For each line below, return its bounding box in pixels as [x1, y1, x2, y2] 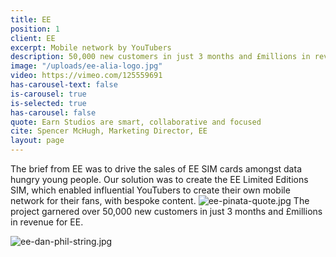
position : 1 [10, 24, 60, 34]
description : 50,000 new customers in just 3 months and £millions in [10, 52, 311, 62]
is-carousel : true [10, 89, 87, 99]
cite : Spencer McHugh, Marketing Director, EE [10, 126, 208, 136]
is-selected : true [10, 98, 87, 108]
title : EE [10, 14, 52, 25]
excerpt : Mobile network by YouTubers [10, 42, 172, 53]
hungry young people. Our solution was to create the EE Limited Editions [10, 174, 309, 185]
